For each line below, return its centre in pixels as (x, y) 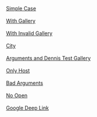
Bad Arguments (25, 83)
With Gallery (21, 21)
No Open (17, 95)
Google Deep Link (28, 108)
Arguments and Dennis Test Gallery (48, 58)
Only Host (18, 70)
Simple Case (21, 8)
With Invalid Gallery (29, 33)
